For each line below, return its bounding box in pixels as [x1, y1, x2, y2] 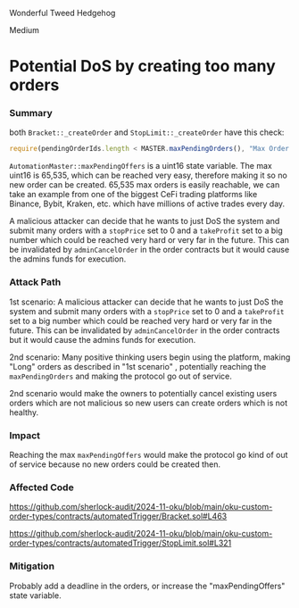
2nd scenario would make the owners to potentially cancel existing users [9, 387, 278, 398]
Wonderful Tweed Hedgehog [9, 8, 116, 18]
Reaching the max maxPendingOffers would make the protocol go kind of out [9, 449, 288, 460]
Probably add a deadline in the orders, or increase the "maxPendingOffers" [9, 580, 286, 591]
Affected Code [9, 481, 74, 494]
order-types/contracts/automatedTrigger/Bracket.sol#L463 [9, 511, 228, 521]
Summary [9, 107, 54, 120]
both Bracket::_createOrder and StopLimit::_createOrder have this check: [9, 127, 285, 137]
